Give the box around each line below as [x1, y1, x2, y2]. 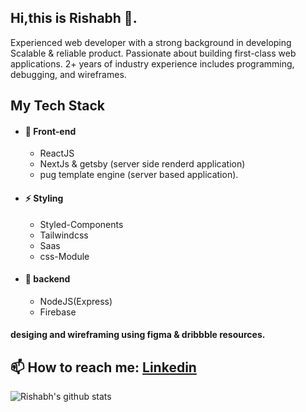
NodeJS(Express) [39, 295, 113, 307]
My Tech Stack [10, 97, 105, 115]
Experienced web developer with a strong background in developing [10, 36, 292, 48]
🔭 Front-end [24, 125, 77, 137]
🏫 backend [24, 273, 71, 285]
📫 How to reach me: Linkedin [10, 359, 197, 376]
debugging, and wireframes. [10, 68, 127, 80]
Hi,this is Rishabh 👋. [10, 10, 138, 27]
